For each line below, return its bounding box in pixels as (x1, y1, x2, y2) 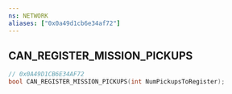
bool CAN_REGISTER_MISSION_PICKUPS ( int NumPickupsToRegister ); (8, 78, 226, 86)
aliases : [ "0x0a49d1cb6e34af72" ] (8, 19, 121, 27)
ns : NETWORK (8, 11, 48, 20)
